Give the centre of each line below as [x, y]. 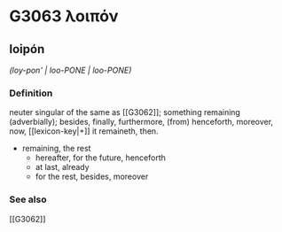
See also [28, 199]
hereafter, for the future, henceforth [101, 158]
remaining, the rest [56, 149]
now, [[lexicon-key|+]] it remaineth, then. [84, 131]
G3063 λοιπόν [64, 16]
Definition [31, 93]
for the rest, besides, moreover [92, 177]
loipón [27, 49]
